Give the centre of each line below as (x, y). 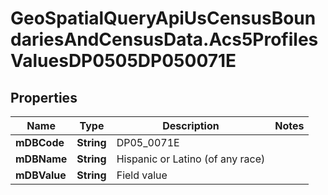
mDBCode (40, 142)
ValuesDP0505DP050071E (123, 61)
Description (191, 125)
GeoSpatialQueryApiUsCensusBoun (163, 18)
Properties (44, 97)
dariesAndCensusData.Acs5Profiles (164, 39)
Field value (142, 175)
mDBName (41, 159)
